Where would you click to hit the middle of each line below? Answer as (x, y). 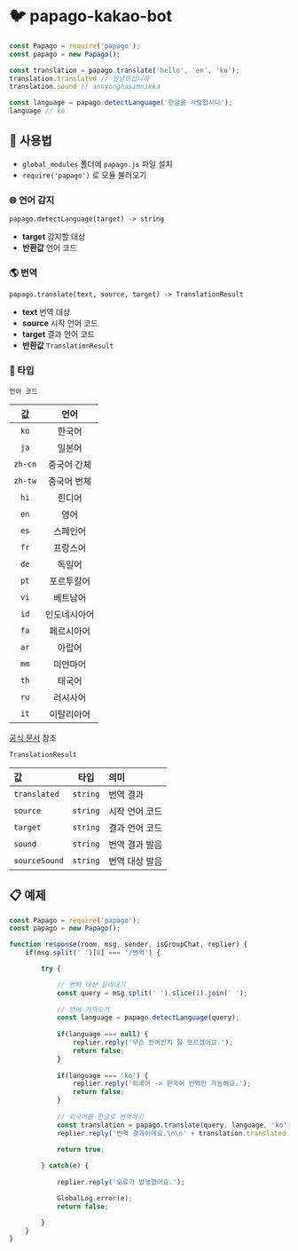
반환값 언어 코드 (49, 248)
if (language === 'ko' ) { (102, 1075)
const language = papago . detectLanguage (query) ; (148, 1018)
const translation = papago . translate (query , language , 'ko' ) (174, 1125)
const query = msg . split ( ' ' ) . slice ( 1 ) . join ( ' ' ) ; (152, 993)
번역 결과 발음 (136, 845)
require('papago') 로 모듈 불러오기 (84, 175)
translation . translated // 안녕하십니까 (79, 79)
